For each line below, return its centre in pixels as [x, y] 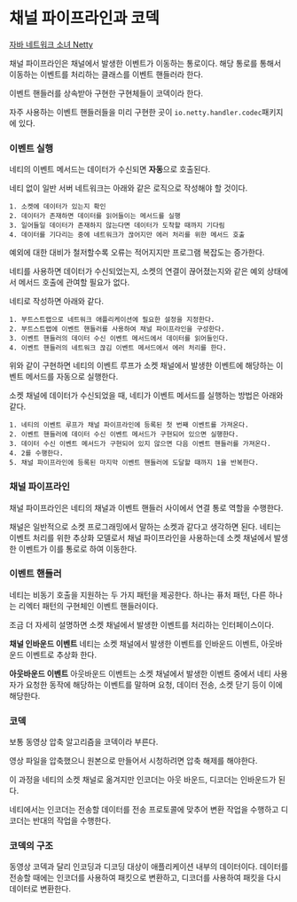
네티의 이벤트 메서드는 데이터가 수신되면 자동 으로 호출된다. [110, 169]
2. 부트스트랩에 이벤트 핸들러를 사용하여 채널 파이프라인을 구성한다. [117, 329]
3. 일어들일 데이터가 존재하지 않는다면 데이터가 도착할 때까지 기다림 [117, 226]
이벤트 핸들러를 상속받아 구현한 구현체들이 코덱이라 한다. [106, 93]
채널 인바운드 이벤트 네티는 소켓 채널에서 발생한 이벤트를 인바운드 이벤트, [134, 643]
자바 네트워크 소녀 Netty [51, 44]
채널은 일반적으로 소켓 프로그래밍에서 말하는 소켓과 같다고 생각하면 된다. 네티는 [145, 526]
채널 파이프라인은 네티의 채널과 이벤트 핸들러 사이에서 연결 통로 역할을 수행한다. [146, 507]
